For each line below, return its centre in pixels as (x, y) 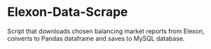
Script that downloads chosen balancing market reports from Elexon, (106, 31)
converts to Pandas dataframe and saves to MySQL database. (96, 38)
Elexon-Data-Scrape (68, 12)
